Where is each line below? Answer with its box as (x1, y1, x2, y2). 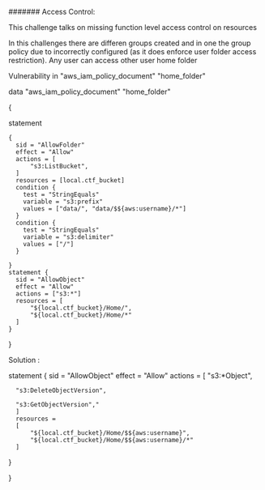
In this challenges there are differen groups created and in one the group (8, 38, 251, 48)
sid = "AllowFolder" (15, 141, 85, 149)
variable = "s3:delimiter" (23, 233, 114, 241)
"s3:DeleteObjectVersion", (15, 386, 107, 394)
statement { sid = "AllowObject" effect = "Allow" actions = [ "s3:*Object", (8, 371, 253, 380)
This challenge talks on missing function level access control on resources (8, 23, 258, 32)
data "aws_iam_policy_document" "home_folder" (8, 87, 172, 96)
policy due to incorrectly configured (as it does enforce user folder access (8, 47, 257, 56)
